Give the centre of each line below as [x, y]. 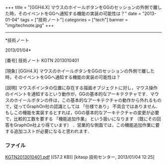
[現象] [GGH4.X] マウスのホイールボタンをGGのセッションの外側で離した [80, 71]
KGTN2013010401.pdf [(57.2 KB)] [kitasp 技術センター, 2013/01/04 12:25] [80, 157]
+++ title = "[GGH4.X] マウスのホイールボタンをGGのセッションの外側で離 [81, 7]
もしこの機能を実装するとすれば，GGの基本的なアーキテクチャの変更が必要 [82, 113]
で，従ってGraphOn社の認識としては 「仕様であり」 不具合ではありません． [83, 106]
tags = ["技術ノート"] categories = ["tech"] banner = [74, 20]
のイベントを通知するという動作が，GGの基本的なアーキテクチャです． [78, 94]
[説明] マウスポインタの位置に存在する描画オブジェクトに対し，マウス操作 [82, 88]
